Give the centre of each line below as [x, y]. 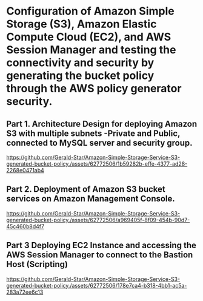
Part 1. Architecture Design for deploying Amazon [102, 123]
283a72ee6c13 [25, 292]
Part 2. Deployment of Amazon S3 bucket [86, 189]
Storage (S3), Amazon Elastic [82, 24]
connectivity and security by [80, 63]
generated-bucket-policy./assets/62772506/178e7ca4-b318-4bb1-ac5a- [97, 285]
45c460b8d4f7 [25, 226]
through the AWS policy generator [94, 89]
